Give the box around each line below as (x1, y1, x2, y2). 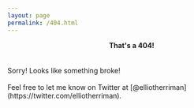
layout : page (7, 11, 50, 20)
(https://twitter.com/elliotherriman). (7, 91, 122, 100)
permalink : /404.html (7, 19, 79, 27)
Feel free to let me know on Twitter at (7, 82, 129, 91)
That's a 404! (109, 40, 155, 50)
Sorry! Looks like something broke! (7, 65, 121, 75)
